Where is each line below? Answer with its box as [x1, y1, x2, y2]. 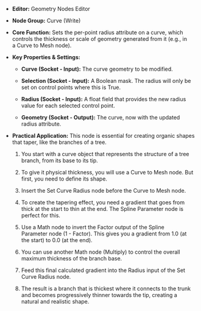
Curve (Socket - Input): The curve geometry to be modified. [21, 65, 174, 73]
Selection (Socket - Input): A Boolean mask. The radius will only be [21, 77, 191, 84]
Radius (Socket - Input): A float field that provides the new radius [21, 96, 186, 102]
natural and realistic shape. [21, 298, 90, 305]
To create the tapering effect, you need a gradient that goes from [21, 199, 185, 206]
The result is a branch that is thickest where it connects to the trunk [21, 285, 191, 292]
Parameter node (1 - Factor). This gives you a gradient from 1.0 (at [21, 230, 187, 237]
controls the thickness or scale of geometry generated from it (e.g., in [12, 35, 188, 42]
